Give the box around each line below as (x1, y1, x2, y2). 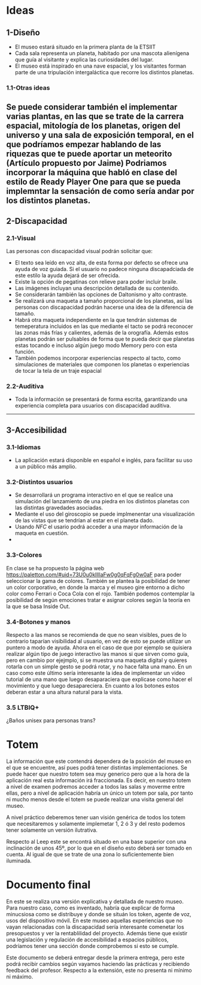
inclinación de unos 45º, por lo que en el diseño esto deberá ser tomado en (6, 844, 193, 852)
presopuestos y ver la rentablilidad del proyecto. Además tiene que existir (6, 930, 188, 937)
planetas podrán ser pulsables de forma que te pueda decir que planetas (14, 336, 195, 342)
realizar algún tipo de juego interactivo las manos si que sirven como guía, (6, 650, 190, 657)
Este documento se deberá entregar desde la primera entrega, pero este (6, 954, 185, 961)
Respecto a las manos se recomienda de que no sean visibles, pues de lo (6, 631, 187, 638)
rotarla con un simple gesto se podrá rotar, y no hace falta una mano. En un (6, 662, 192, 670)
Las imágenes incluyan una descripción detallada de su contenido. (14, 285, 179, 291)
